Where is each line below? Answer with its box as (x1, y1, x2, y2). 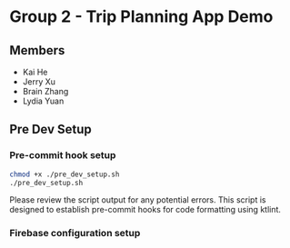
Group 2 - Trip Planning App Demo (9, 6, 274, 27)
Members (9, 43, 65, 58)
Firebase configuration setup (9, 227, 141, 240)
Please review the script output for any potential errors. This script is (9, 194, 266, 205)
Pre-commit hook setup (9, 149, 116, 162)
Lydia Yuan (22, 95, 65, 106)
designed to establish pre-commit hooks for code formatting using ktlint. (9, 204, 282, 215)
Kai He (22, 66, 48, 77)
